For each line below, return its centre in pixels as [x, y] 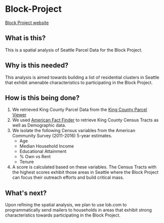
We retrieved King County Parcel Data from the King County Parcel [80, 110]
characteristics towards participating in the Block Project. [63, 215]
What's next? [26, 193]
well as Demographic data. [39, 125]
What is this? [25, 38]
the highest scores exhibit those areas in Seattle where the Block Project [85, 172]
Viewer [19, 115]
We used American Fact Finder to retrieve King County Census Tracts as [85, 120]
